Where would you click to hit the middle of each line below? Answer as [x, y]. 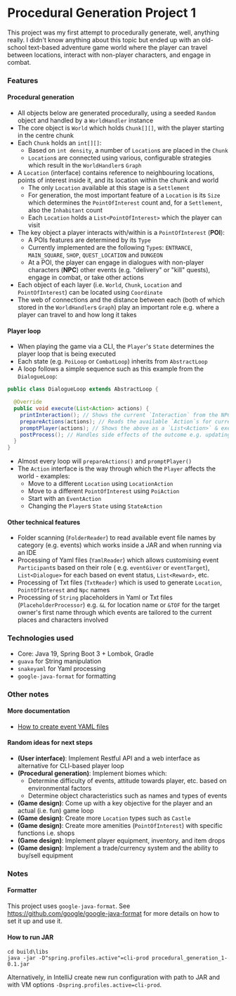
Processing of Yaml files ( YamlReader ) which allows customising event [118, 560]
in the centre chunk [46, 136]
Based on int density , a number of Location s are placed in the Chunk [128, 151]
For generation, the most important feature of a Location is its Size [124, 196]
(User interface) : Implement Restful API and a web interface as [109, 758]
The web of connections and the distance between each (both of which [121, 300]
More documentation [39, 711]
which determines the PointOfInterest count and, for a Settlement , [125, 203]
